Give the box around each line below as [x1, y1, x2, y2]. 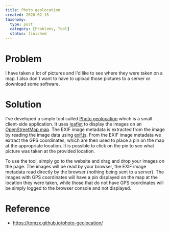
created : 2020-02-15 [5, 12, 50, 17]
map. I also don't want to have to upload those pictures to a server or [5, 75, 151, 82]
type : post [10, 21, 33, 27]
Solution [5, 99, 42, 110]
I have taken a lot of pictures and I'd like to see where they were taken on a [5, 70, 163, 76]
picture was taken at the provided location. [5, 148, 95, 154]
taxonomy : [5, 17, 27, 22]
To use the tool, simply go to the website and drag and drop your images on [5, 158, 165, 164]
